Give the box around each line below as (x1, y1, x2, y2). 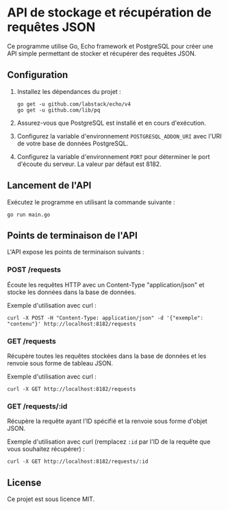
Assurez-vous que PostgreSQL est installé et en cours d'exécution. (16, 119, 207, 127)
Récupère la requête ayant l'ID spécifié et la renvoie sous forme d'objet (7, 417, 207, 426)
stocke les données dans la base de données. (7, 288, 136, 296)
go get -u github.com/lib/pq (16, 106, 101, 114)
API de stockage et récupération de (7, 5, 212, 21)
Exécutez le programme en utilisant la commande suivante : (7, 197, 176, 206)
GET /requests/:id (7, 401, 68, 411)
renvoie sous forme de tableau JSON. (7, 359, 113, 367)
